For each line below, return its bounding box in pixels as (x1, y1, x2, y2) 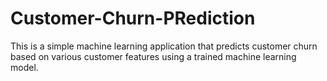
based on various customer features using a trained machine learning (10, 50, 297, 62)
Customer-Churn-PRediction (10, 7, 256, 30)
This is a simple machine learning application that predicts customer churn (10, 40, 318, 52)
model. (10, 61, 39, 73)
